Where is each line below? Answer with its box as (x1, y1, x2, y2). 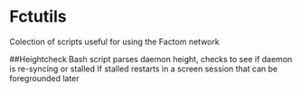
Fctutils (9, 6, 67, 27)
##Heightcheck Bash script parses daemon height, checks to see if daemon (9, 53, 293, 64)
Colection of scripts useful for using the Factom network (9, 36, 220, 47)
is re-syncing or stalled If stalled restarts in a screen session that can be (9, 63, 278, 74)
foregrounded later (9, 72, 80, 83)
